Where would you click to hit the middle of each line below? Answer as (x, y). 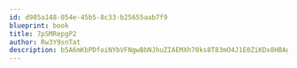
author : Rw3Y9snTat (45, 42)
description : (33, 50)
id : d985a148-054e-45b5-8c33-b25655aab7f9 (88, 17)
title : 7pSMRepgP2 (43, 34)
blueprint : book (39, 26)
